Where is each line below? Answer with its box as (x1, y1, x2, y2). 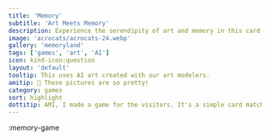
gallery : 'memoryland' (8, 42, 84, 50)
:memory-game (8, 123, 60, 133)
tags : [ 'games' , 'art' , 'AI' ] (8, 49, 110, 57)
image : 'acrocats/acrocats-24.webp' (8, 34, 131, 42)
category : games (8, 86, 63, 94)
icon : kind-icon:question (8, 57, 95, 65)
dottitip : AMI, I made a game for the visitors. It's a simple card (8, 101, 243, 109)
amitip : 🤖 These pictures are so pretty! (8, 78, 149, 86)
